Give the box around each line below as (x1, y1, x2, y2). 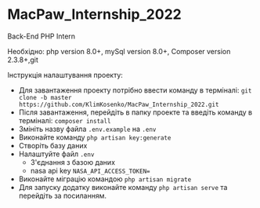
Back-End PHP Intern (7, 31, 76, 41)
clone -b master (18, 93, 72, 101)
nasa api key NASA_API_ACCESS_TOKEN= (30, 166, 150, 175)
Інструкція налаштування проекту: (7, 70, 123, 79)
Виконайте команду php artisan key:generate (18, 132, 172, 142)
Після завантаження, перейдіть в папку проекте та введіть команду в (18, 108, 253, 117)
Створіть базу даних (18, 140, 88, 150)
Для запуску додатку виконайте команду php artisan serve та (18, 182, 228, 192)
